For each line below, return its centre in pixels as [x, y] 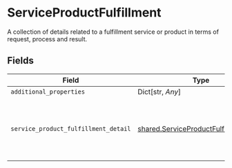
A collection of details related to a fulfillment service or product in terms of [113, 32]
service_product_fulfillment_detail [71, 128]
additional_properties [48, 92]
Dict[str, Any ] [159, 92]
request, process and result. [47, 39]
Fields [21, 61]
